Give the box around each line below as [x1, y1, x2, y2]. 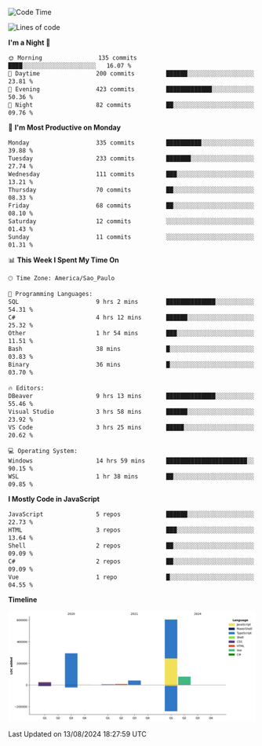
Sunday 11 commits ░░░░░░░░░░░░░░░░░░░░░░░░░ [8, 233, 255, 241]
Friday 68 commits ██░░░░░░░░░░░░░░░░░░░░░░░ [8, 202, 255, 210]
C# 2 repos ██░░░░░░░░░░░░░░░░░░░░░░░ [8, 558, 255, 565]
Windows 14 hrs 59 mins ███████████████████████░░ [8, 457, 255, 465]
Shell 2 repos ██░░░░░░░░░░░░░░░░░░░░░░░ [8, 542, 255, 550]
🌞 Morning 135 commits [8, 54, 137, 62]
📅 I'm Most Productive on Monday [8, 123, 122, 132]
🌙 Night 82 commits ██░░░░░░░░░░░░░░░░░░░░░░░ [8, 101, 255, 109]
